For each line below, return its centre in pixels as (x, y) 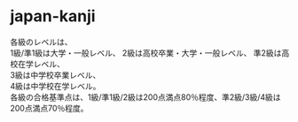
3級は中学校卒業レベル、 (55, 75)
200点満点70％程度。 (49, 108)
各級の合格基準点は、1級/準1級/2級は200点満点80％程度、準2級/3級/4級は (146, 97)
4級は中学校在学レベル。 (55, 86)
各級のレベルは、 (41, 42)
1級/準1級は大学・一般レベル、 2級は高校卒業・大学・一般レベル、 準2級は (146, 53)
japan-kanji (53, 16)
